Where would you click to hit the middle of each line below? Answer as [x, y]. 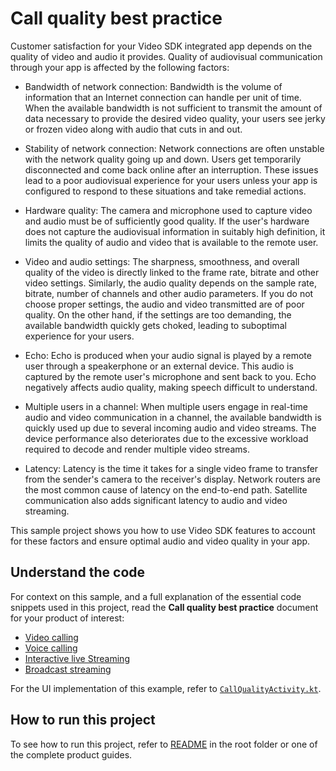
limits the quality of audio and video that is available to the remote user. [171, 242]
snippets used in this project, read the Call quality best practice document [164, 607]
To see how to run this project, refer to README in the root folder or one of [164, 744]
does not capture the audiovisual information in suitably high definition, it [175, 231]
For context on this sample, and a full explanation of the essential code [156, 596]
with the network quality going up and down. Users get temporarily [163, 159]
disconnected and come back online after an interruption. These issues [171, 169]
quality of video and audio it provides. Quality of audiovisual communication [166, 56]
